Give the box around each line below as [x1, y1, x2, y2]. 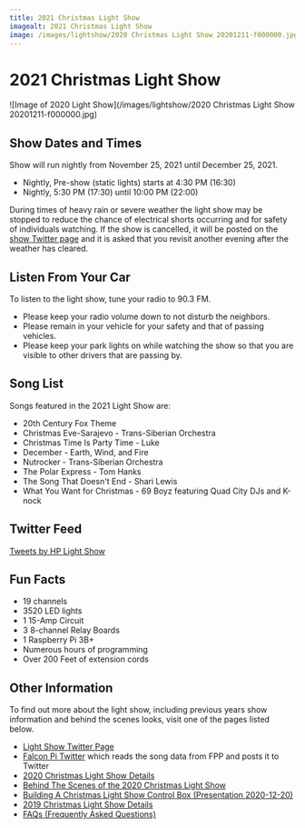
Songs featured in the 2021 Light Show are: [9, 400, 171, 411]
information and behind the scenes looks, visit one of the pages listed [9, 714, 271, 725]
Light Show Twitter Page [22, 742, 115, 753]
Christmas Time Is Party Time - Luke [22, 437, 161, 448]
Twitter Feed [9, 522, 83, 537]
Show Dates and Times [9, 135, 143, 151]
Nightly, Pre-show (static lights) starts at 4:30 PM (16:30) [22, 177, 236, 188]
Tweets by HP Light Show [9, 545, 106, 556]
